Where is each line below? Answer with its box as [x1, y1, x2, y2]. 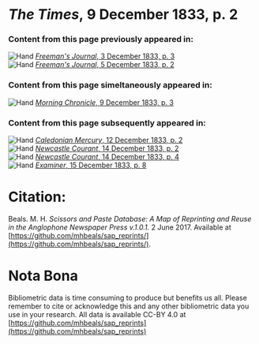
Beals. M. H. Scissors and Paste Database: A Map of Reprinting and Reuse [8, 215, 252, 224]
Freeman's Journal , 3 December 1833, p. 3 [35, 51, 175, 61]
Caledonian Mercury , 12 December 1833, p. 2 [35, 136, 183, 145]
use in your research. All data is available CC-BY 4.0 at [8, 309, 186, 319]
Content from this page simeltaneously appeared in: [8, 80, 213, 91]
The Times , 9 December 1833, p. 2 [8, 6, 238, 24]
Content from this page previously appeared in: [8, 34, 193, 45]
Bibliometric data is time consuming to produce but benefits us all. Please [8, 293, 247, 302]
